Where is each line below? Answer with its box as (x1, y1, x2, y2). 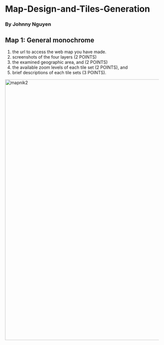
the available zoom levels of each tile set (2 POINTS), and (12, 64, 128, 70)
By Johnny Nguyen (5, 21, 51, 28)
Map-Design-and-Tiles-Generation (5, 3, 150, 15)
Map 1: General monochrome (5, 36, 95, 44)
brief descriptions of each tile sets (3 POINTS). (12, 69, 106, 75)
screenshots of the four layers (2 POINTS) (12, 54, 97, 60)
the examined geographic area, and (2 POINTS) (12, 59, 108, 65)
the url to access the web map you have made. (12, 49, 106, 55)
